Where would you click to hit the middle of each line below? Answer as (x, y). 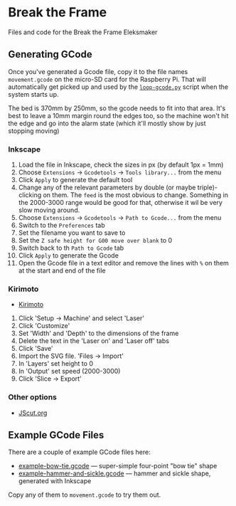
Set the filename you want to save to (72, 233)
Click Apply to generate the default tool (75, 180)
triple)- (207, 188)
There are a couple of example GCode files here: (80, 452)
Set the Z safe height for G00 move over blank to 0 (95, 241)
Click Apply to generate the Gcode (69, 255)
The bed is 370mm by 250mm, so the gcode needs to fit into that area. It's (117, 108)
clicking (30, 195)
